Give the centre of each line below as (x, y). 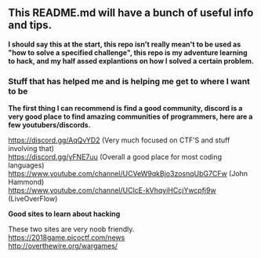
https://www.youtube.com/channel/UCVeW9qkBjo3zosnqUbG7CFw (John (128, 174)
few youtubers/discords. (50, 125)
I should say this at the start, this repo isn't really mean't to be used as (125, 44)
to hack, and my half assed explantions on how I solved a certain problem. (131, 61)
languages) (26, 165)
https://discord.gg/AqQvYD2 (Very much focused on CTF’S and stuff (119, 140)
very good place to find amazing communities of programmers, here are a (130, 116)
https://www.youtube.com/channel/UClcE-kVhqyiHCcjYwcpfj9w (112, 190)
